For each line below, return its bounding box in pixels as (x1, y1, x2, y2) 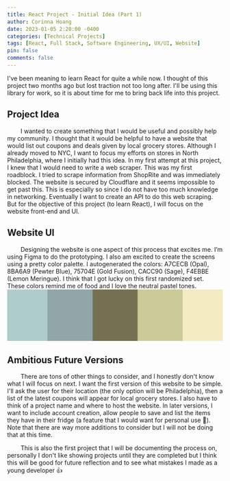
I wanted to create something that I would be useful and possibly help (20, 127, 217, 135)
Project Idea (7, 108, 60, 120)
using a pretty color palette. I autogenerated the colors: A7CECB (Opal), (7, 259, 209, 268)
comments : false (7, 55, 53, 62)
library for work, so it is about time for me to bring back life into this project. (7, 89, 220, 97)
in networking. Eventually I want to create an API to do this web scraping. (7, 192, 214, 200)
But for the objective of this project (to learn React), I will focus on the (7, 200, 204, 208)
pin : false (7, 47, 38, 54)
